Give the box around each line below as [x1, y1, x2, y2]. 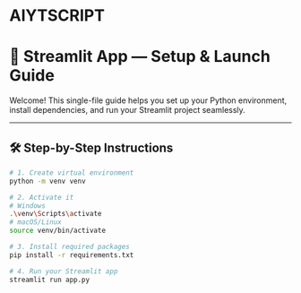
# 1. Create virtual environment [9, 168, 134, 177]
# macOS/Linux [9, 218, 63, 227]
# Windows [9, 201, 47, 211]
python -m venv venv [9, 177, 87, 185]
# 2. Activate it [9, 193, 74, 202]
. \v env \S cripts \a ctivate [9, 210, 102, 219]
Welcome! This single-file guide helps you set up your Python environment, [9, 95, 288, 106]
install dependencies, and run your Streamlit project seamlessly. [9, 105, 246, 116]
